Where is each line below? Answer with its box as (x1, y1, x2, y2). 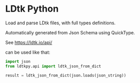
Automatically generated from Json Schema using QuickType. (5, 29, 135, 35)
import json (5, 59, 31, 64)
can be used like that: (5, 49, 50, 55)
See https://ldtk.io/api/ (5, 39, 52, 46)
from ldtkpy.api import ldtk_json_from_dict (5, 64, 101, 69)
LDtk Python (5, 3, 59, 15)
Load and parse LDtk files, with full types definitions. (5, 20, 116, 26)
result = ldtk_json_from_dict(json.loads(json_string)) (5, 73, 126, 78)
